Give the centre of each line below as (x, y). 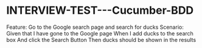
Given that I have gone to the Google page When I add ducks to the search (100, 33)
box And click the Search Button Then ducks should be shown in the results (101, 40)
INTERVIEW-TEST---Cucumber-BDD (100, 10)
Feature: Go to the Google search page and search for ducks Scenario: (95, 27)
